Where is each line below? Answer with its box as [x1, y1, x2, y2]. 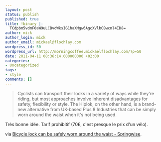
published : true [5, 16, 39, 21]
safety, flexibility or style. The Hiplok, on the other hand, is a [17, 101, 141, 107]
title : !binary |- [5, 21, 43, 26]
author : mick [5, 30, 32, 35]
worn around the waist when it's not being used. [17, 112, 117, 118]
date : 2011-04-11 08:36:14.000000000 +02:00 [5, 53, 99, 59]
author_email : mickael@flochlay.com [5, 40, 81, 45]
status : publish [5, 12, 39, 17]
